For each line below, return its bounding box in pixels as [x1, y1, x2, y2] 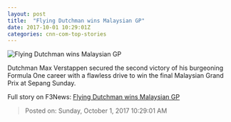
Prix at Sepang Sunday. [7, 79, 76, 88]
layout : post [7, 10, 46, 18]
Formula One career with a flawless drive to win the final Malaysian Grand [7, 71, 225, 80]
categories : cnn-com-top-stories [7, 30, 107, 38]
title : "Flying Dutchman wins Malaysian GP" [7, 17, 145, 24]
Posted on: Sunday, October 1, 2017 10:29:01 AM [24, 106, 168, 115]
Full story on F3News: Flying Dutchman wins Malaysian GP [7, 93, 180, 101]
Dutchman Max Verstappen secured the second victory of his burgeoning [7, 63, 223, 72]
